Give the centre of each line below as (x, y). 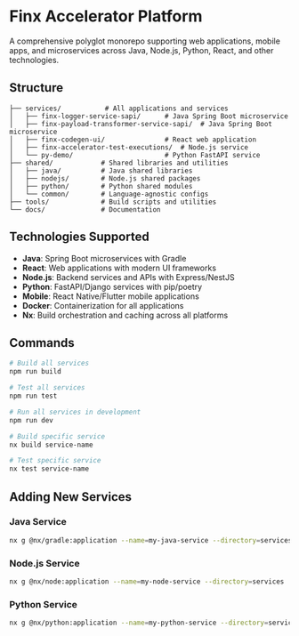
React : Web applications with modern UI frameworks (119, 268)
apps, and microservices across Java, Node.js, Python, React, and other (141, 50)
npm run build (36, 372)
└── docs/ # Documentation (85, 209)
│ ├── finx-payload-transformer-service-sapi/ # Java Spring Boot (141, 124)
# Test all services (48, 388)
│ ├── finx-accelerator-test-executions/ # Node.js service (129, 147)
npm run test (33, 396)
